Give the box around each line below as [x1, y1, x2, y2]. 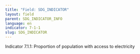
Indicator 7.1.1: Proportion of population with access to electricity [5, 44, 135, 49]
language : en [5, 21, 32, 26]
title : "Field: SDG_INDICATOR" [5, 7, 69, 12]
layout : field [5, 12, 34, 17]
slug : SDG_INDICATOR [5, 30, 48, 35]
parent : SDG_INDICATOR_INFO [5, 16, 63, 21]
